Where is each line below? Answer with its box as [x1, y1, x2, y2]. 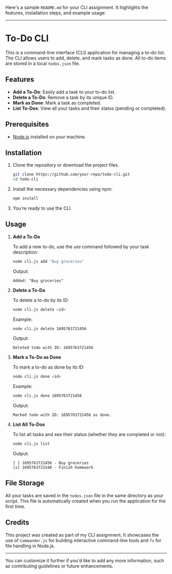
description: [12, 249, 38, 255]
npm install [12, 196, 38, 201]
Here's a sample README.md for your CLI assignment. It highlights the [5, 5, 148, 10]
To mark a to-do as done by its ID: [12, 364, 84, 371]
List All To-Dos [12, 421, 45, 427]
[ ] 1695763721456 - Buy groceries [12, 461, 89, 466]
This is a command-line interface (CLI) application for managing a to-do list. [5, 49, 165, 55]
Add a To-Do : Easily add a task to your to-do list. [12, 89, 116, 95]
